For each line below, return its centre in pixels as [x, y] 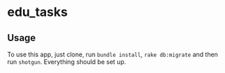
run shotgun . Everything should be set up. [67, 62]
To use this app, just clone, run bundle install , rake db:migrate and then [113, 54]
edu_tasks [38, 12]
